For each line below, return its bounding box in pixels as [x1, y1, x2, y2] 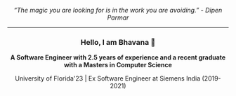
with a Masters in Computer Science [64, 61, 172, 69]
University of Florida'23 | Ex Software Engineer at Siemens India [15, 74, 201, 83]
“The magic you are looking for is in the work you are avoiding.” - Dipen [13, 6, 223, 14]
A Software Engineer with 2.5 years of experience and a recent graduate [10, 53, 226, 62]
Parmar [107, 13, 129, 22]
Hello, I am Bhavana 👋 [80, 37, 156, 47]
